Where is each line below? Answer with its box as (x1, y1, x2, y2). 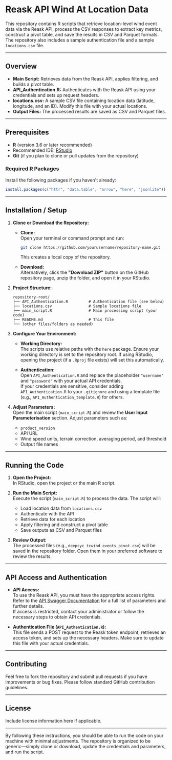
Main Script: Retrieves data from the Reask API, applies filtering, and (12, 75, 158, 82)
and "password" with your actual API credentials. (20, 378, 122, 384)
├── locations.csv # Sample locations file (12, 304, 142, 309)
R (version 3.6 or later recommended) (12, 142, 92, 148)
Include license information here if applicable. (5, 717, 102, 724)
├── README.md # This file (12, 317, 114, 323)
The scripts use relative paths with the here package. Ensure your (20, 346, 159, 352)
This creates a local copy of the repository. (20, 254, 111, 260)
